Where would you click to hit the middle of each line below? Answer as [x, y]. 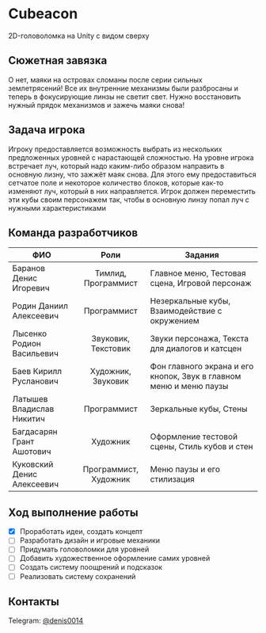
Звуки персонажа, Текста [199, 339]
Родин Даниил [40, 306]
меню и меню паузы [189, 387]
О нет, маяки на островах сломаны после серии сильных [106, 79]
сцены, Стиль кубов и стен [201, 447]
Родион [27, 344]
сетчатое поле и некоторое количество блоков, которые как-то [116, 182]
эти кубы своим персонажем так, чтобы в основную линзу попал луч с [129, 200]
